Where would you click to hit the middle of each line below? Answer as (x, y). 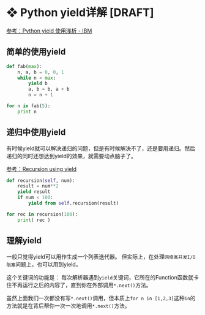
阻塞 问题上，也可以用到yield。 (44, 264)
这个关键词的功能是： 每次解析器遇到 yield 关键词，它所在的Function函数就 (100, 277)
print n (27, 112)
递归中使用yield (36, 132)
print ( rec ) (34, 220)
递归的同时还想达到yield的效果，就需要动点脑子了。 (71, 156)
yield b (38, 83)
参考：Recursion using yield (42, 169)
